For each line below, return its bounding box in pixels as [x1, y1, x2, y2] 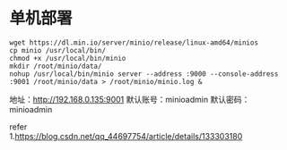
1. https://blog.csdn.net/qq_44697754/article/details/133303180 [9, 130, 243, 141]
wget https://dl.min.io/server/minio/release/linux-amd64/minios [9, 37, 258, 47]
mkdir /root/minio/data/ [9, 62, 102, 71]
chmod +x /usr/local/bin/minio [9, 54, 126, 62]
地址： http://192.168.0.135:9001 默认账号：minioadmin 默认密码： [9, 94, 250, 104]
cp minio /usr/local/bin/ [9, 46, 106, 54]
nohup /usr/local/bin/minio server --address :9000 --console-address [9, 69, 279, 79]
